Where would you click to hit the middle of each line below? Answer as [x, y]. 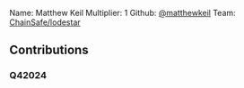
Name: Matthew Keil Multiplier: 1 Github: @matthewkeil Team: [122, 13]
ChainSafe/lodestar [45, 22]
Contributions [49, 50]
